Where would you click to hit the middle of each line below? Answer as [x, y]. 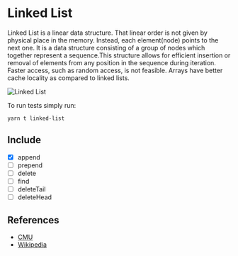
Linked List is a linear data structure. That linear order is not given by [107, 33]
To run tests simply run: [42, 105]
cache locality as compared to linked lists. [68, 78]
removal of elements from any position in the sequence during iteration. [112, 62]
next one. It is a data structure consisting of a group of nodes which [106, 48]
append [29, 157]
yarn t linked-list [36, 118]
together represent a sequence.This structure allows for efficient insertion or [119, 55]
